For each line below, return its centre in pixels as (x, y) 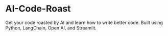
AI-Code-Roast (38, 9)
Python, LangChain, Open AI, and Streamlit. (51, 27)
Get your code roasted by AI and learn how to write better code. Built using (84, 22)
